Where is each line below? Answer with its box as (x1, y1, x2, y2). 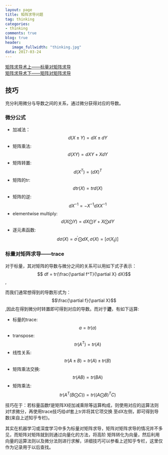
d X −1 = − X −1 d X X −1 (68, 202, 107, 209)
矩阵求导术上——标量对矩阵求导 (5, 64, 71, 70)
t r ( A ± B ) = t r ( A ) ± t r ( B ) (64, 358, 111, 364)
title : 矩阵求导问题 (5, 12, 43, 17)
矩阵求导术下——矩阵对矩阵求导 (5, 70, 71, 76)
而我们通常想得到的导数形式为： (5, 289, 71, 295)
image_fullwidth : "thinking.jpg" (11, 45, 81, 50)
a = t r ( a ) (78, 325, 96, 331)
